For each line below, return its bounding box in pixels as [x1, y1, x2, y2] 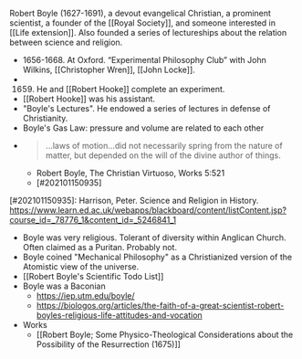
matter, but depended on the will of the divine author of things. [45, 150, 281, 161]
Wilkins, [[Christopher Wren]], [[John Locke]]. [22, 64, 196, 75]
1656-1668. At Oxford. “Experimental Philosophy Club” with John [22, 55, 266, 65]
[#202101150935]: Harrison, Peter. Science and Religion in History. [9, 195, 259, 206]
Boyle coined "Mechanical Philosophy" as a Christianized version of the [22, 251, 293, 262]
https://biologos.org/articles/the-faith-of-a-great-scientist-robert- [36, 301, 285, 311]
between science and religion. [9, 37, 123, 48]
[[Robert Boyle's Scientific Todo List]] [22, 271, 164, 281]
